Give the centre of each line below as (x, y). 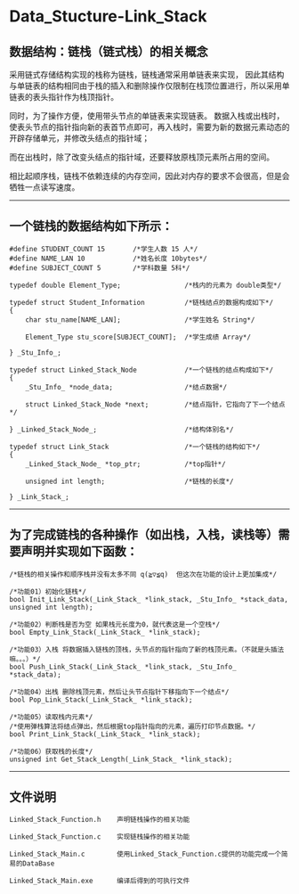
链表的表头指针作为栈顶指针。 (64, 97)
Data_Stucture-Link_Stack (108, 16)
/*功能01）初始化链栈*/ (48, 591)
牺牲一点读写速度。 (44, 187)
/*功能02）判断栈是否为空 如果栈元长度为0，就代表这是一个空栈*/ (115, 624)
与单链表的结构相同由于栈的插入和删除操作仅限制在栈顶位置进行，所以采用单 (149, 86)
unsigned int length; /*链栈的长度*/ (129, 481)
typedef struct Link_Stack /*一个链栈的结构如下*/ (135, 447)
